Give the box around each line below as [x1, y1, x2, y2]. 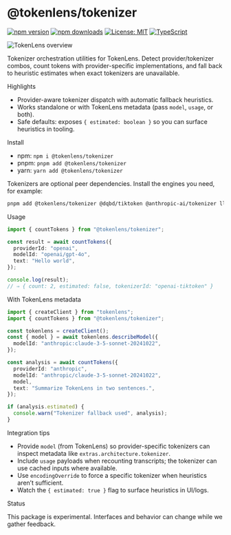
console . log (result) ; [7, 277, 69, 284]
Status [7, 499, 25, 507]
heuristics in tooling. [16, 125, 75, 133]
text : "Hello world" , [13, 258, 76, 264]
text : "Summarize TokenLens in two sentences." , [13, 384, 155, 392]
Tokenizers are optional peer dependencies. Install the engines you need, [7, 179, 215, 187]
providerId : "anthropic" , [13, 365, 88, 373]
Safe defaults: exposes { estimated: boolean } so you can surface [16, 117, 208, 125]
